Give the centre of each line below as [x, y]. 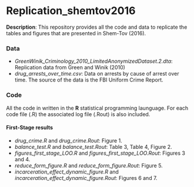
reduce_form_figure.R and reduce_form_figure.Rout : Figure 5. [88, 165]
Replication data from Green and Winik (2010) [70, 67]
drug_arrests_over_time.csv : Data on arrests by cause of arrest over [97, 74]
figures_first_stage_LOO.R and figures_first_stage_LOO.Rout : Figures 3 [100, 153]
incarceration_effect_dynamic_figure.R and [67, 172]
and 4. [22, 159]
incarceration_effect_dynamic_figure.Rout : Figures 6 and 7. [86, 178]
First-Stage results [30, 128]
